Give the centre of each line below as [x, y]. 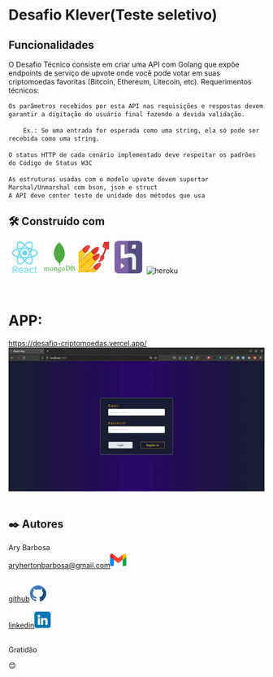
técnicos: [24, 90]
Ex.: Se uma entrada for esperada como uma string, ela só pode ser [141, 131]
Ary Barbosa [29, 547]
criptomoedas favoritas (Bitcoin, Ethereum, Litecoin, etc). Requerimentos [130, 82]
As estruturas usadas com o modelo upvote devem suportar [108, 180]
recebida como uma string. [54, 139]
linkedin [22, 625]
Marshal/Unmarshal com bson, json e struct [83, 188]
